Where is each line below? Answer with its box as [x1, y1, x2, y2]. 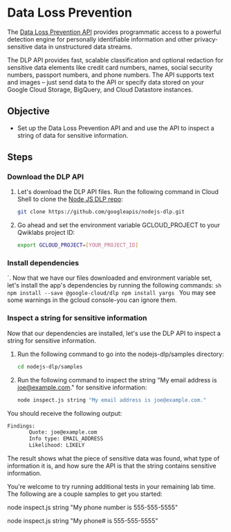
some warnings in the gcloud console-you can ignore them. [7, 296, 178, 304]
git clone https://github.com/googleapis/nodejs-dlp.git [17, 209, 185, 215]
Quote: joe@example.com [28, 429, 98, 436]
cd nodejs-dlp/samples [17, 363, 83, 370]
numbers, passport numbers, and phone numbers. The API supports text [7, 71, 214, 79]
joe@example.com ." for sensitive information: [17, 383, 147, 391]
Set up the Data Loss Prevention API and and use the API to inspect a [17, 123, 214, 132]
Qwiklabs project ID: [17, 229, 75, 237]
